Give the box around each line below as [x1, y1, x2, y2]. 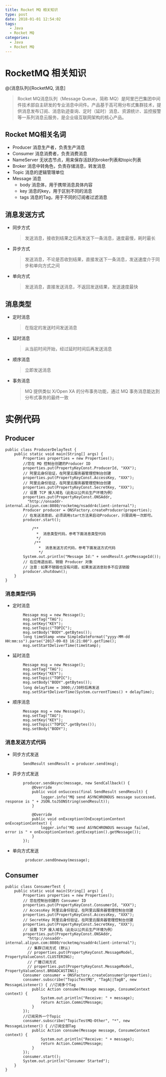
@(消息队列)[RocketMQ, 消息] [5, 85, 66, 91]
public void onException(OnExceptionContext [31, 816, 126, 821]
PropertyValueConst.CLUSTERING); [5, 954, 75, 960]
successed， [134, 795, 158, 800]
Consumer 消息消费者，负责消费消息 [12, 151, 87, 157]
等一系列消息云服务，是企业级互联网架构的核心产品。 [17, 114, 127, 120]
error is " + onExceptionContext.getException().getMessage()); [5, 829, 141, 834]
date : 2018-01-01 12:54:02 [5, 16, 61, 21]
